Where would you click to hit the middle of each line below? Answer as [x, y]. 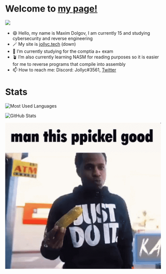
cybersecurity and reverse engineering [52, 38]
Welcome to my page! [51, 9]
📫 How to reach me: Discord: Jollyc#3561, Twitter [64, 70]
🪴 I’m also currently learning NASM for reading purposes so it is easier [85, 57]
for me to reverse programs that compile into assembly [69, 64]
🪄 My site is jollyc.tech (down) [44, 44]
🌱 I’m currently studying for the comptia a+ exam [63, 51]
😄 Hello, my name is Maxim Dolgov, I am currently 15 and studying [81, 33]
